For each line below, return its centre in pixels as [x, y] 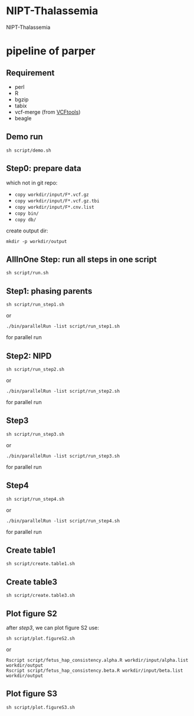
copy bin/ [27, 214]
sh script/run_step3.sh [35, 434]
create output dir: [27, 231]
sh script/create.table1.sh [41, 564]
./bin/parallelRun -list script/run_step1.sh [63, 326]
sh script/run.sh [27, 273]
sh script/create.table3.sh [41, 596]
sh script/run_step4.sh [35, 499]
